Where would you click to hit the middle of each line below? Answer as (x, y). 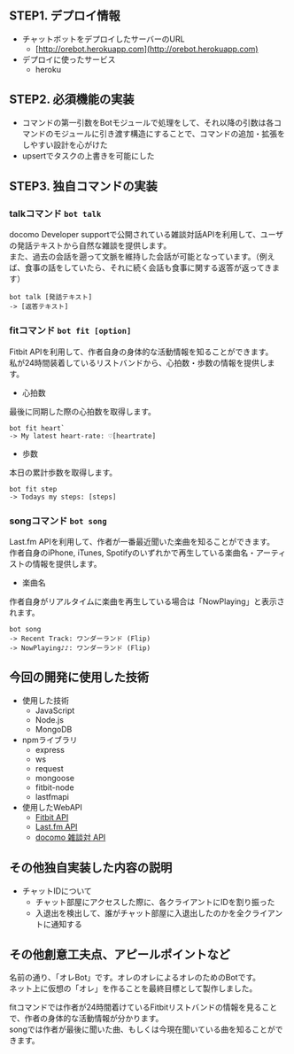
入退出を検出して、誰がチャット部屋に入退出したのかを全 (140, 913)
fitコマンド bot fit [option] (70, 330)
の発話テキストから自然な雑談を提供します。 (90, 245)
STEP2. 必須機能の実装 (72, 100)
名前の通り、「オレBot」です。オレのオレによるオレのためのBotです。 (135, 978)
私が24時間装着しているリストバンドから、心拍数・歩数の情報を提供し (138, 362)
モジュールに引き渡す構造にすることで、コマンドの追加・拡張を (169, 133)
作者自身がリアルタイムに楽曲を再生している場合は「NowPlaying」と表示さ (147, 601)
